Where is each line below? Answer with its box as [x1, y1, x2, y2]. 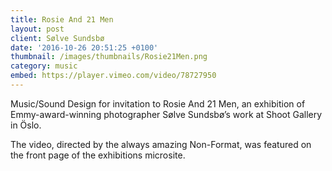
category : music [10, 61, 78, 71]
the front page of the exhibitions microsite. [10, 149, 186, 161]
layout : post [10, 24, 65, 34]
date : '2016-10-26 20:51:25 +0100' [10, 42, 159, 53]
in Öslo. [10, 119, 42, 131]
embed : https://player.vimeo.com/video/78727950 [10, 71, 217, 81]
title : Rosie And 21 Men [10, 14, 114, 25]
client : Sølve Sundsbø [10, 33, 105, 43]
